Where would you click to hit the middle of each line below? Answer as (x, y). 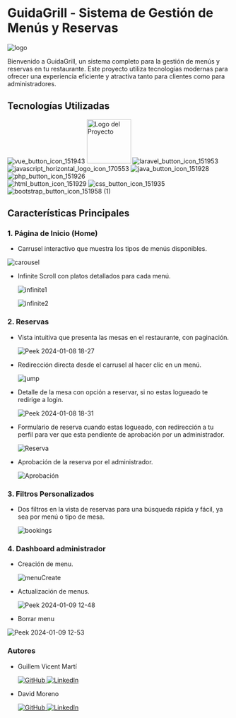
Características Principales (69, 213)
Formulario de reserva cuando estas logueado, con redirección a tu (116, 427)
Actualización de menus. (53, 592)
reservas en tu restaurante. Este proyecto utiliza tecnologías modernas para (118, 69)
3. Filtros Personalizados (51, 494)
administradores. (32, 83)
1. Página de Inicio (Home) (53, 233)
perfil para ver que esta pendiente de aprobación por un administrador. (121, 434)
